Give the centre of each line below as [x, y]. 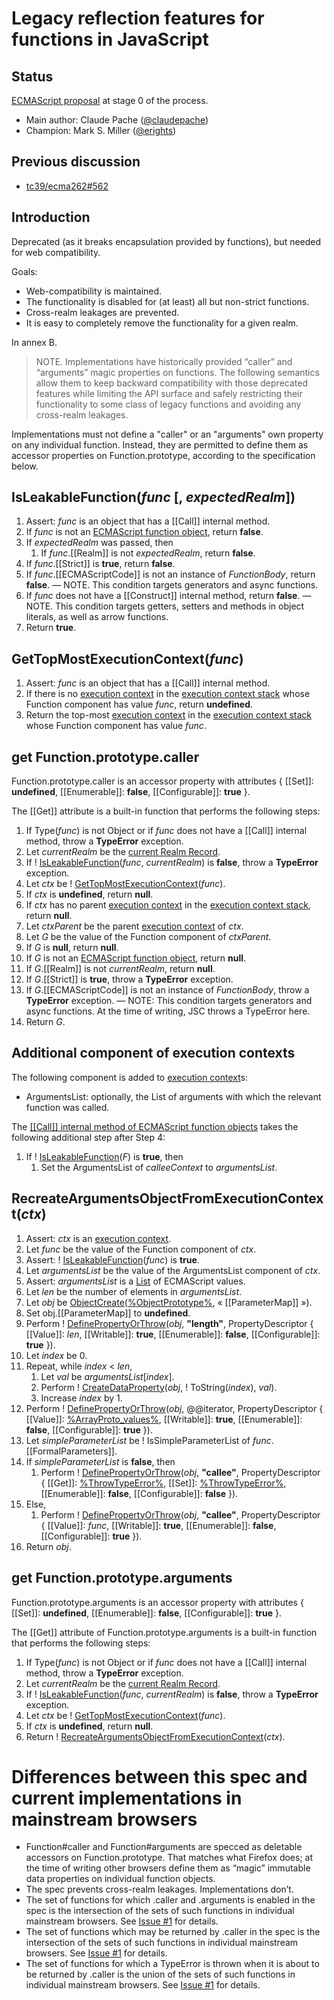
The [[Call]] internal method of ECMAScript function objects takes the [155, 1126]
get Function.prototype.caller [105, 757]
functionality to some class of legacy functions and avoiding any [168, 404]
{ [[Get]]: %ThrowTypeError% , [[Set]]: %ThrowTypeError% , [163, 1483]
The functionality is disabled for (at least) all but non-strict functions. [167, 301]
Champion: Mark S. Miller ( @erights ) [101, 130]
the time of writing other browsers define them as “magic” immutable [168, 1868]
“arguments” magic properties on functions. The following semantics [177, 372]
